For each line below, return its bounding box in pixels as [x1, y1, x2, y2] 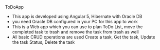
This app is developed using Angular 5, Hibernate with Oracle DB [12, 14, 142, 19]
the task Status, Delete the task [12, 39, 75, 45]
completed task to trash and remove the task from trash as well [12, 29, 139, 34]
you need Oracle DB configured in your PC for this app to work [12, 19, 138, 24]
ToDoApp [5, 4, 24, 10]
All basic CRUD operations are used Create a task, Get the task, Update [12, 34, 156, 40]
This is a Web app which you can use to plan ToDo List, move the [12, 24, 143, 30]
